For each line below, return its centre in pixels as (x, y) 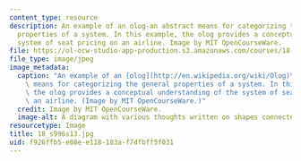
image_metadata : (39, 68)
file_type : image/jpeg (52, 59)
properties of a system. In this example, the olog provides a (138, 34)
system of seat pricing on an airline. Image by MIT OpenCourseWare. (150, 42)
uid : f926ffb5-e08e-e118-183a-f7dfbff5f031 (92, 142)
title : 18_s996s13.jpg (52, 134)
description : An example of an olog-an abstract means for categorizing (148, 26)
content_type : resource (54, 17)
